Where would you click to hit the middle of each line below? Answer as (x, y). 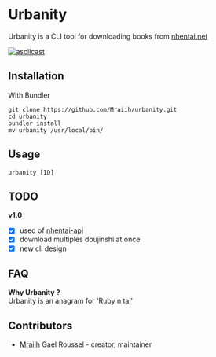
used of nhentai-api (51, 230)
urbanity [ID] (31, 172)
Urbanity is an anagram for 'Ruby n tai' (71, 301)
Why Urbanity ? (34, 293)
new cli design (43, 248)
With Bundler (29, 95)
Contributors (40, 325)
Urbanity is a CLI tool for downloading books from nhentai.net (108, 36)
